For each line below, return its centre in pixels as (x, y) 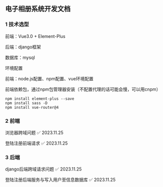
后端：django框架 (23, 47)
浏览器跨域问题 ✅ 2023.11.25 (34, 132)
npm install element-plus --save (40, 99)
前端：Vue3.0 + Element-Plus (35, 36)
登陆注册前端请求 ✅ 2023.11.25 (37, 143)
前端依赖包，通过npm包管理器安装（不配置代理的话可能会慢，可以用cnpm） (83, 89)
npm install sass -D (27, 103)
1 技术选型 (17, 24)
